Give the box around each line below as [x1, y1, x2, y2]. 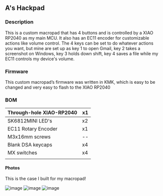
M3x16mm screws [7, 133, 51, 140]
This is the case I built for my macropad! [5, 176, 87, 182]
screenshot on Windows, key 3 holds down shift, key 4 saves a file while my [5, 50, 159, 56]
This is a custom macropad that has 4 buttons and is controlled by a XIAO [5, 29, 154, 36]
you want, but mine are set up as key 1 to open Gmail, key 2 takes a [5, 45, 140, 51]
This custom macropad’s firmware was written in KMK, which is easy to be [5, 79, 156, 85]
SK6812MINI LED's [7, 118, 52, 124]
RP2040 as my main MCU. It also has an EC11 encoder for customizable [5, 35, 149, 41]
